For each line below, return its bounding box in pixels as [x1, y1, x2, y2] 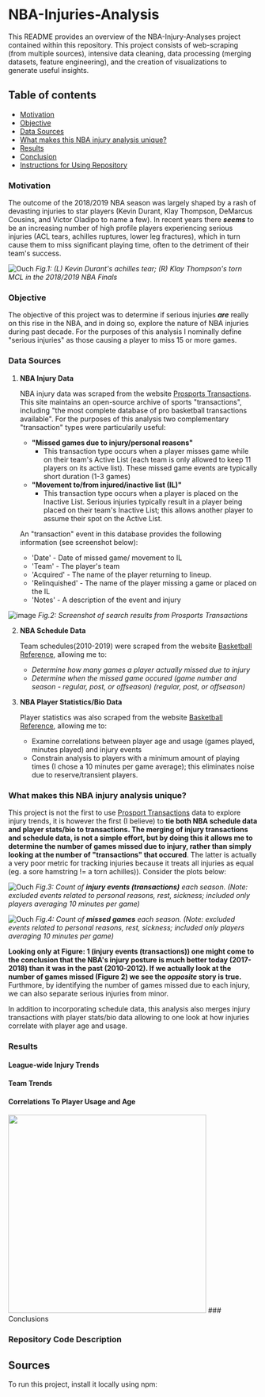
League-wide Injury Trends [8, 1061, 100, 1070]
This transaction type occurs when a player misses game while [43, 446, 249, 455]
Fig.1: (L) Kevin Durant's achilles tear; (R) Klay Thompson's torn [35, 264, 243, 274]
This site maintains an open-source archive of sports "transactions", [19, 397, 243, 406]
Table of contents [8, 89, 97, 102]
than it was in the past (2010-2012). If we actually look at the [28, 963, 232, 973]
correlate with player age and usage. [8, 1021, 128, 1030]
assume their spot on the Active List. [43, 513, 163, 523]
